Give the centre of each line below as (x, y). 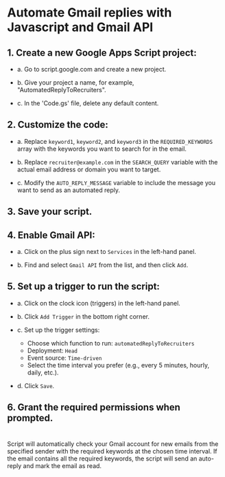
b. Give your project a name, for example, (75, 83)
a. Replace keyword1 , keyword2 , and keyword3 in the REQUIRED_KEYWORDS (115, 141)
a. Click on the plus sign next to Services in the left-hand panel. (107, 252)
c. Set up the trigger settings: (58, 330)
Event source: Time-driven (64, 358)
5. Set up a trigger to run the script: (83, 287)
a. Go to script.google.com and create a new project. (92, 69)
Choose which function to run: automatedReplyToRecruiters (111, 343)
